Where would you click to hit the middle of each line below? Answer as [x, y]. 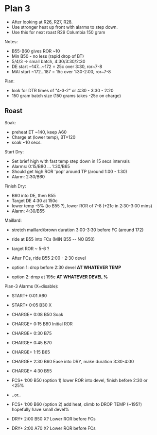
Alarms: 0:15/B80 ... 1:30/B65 [41, 166]
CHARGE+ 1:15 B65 [31, 352]
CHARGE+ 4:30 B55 [32, 371]
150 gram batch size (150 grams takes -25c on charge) [66, 96]
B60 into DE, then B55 [34, 195]
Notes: [11, 41]
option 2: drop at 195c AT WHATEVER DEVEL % [60, 277]
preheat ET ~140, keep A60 [39, 132]
